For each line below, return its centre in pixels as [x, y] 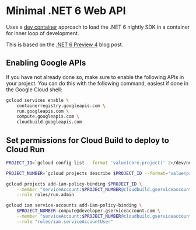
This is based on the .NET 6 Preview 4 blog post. [65, 44]
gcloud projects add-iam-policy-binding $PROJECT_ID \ [74, 184]
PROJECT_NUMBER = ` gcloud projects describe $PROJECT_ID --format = [87, 173]
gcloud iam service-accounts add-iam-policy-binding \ [74, 205]
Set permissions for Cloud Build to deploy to [87, 140]
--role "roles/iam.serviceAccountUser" [65, 222]
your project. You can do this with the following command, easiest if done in [97, 83]
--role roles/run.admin [45, 195]
